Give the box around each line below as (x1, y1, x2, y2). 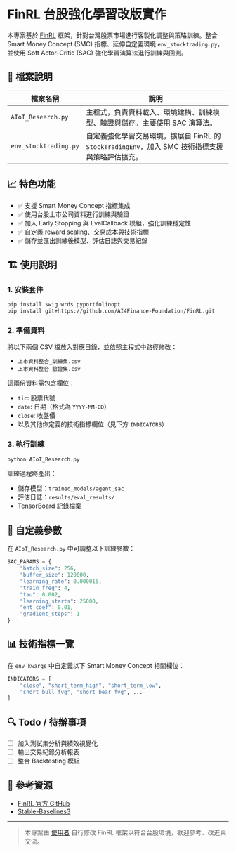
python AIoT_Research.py (7, 456, 80, 463)
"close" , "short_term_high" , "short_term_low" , (20, 682, 162, 689)
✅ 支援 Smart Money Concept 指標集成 (17, 201, 131, 209)
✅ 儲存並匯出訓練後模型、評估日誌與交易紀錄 (17, 236, 148, 244)
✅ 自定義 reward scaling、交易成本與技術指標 (17, 228, 150, 236)
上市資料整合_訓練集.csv (17, 358, 81, 365)
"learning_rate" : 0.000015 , (20, 577, 102, 585)
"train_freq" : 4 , (20, 584, 71, 591)
